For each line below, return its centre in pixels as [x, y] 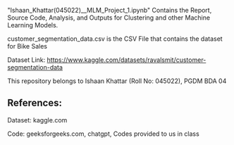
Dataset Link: [26, 60]
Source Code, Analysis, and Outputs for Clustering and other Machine [109, 18]
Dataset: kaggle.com [37, 120]
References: [35, 103]
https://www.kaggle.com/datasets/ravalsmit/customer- [127, 60]
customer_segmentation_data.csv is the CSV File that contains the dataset [115, 39]
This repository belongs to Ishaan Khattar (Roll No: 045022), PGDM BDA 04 [117, 81]
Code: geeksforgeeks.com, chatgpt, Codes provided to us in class [103, 134]
